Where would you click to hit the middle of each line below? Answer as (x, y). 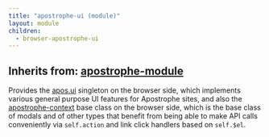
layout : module (34, 23)
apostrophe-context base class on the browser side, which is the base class (135, 108)
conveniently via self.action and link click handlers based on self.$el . (127, 125)
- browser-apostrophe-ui (57, 38)
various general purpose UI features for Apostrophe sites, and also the (126, 99)
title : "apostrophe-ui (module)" (64, 16)
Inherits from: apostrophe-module (96, 71)
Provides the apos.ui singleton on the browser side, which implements (125, 90)
